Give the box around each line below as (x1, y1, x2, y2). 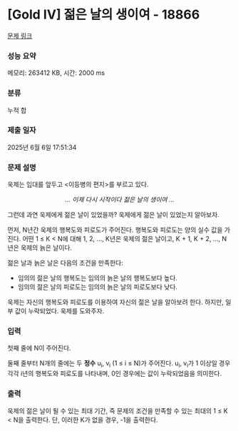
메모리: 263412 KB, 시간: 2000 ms (7, 69, 105, 77)
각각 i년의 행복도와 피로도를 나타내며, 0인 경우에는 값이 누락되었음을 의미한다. (7, 369, 222, 378)
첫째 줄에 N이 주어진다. (7, 344, 71, 353)
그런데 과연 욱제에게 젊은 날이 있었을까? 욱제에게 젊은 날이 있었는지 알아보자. (7, 211, 219, 219)
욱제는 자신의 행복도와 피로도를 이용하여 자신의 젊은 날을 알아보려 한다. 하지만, (7, 298, 224, 307)
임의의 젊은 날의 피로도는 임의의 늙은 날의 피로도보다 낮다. (17, 283, 178, 291)
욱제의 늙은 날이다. (20, 243, 73, 252)
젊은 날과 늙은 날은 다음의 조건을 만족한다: (7, 258, 123, 268)
